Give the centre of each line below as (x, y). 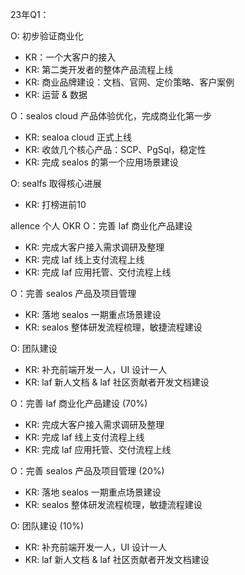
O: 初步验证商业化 (47, 36)
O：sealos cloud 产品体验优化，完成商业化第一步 (111, 116)
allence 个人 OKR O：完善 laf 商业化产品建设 (101, 226)
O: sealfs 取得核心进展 (56, 183)
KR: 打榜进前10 (55, 204)
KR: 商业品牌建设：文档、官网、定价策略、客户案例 (129, 82)
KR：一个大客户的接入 (70, 57)
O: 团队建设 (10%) (47, 526)
